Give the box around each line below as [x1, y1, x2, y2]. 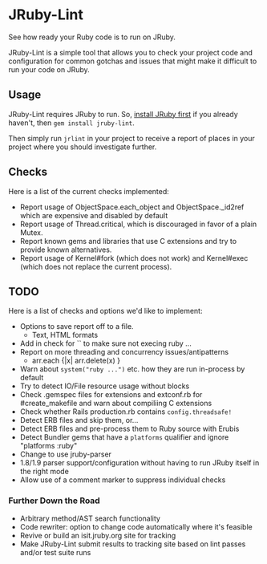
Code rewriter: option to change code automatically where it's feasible [19, 521, 253, 531]
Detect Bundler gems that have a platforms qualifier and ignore [19, 432, 229, 442]
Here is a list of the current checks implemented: [8, 186, 170, 196]
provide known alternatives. [19, 245, 112, 254]
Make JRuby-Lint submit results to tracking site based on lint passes [19, 539, 246, 549]
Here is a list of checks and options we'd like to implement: [8, 306, 203, 316]
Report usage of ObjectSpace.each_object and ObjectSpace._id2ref [19, 202, 245, 212]
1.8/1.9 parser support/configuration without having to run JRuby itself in [19, 458, 260, 468]
